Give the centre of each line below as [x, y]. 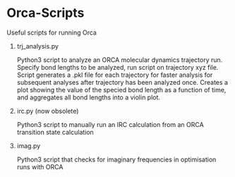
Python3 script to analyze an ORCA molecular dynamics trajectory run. [120, 60]
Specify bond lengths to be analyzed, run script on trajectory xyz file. [117, 67]
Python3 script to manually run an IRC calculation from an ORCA [110, 124]
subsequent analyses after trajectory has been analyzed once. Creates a [122, 82]
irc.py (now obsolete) [48, 111]
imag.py [29, 145]
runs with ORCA [40, 166]
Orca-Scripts [46, 13]
